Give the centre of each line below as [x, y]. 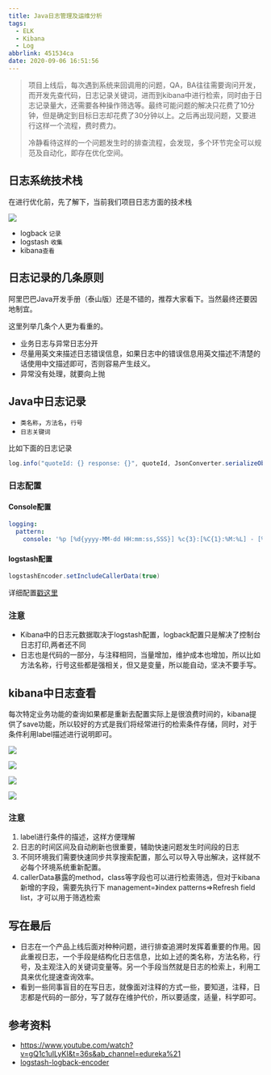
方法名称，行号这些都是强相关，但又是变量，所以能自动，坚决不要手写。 [140, 665]
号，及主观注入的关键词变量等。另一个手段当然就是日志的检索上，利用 [137, 967]
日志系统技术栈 [46, 181]
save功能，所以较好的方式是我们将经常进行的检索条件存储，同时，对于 [140, 724]
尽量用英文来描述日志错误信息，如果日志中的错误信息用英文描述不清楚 [137, 353]
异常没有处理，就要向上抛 [63, 374]
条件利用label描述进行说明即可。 [63, 734]
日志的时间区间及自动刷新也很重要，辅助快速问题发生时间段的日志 [129, 847]
